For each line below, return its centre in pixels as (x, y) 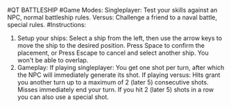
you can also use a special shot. (63, 97)
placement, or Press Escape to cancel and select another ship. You (113, 53)
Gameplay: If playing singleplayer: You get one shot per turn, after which (121, 67)
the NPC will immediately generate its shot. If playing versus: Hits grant (119, 75)
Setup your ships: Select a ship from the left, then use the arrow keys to (120, 38)
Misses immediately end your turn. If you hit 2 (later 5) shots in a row (115, 90)
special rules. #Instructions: (47, 25)
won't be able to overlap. (53, 60)
